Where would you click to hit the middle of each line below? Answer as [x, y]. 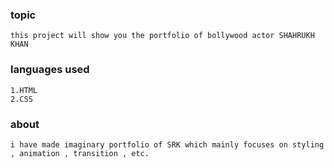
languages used [50, 70]
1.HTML [24, 90]
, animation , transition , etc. [80, 153]
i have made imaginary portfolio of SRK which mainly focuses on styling [167, 144]
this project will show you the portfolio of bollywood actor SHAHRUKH [162, 36]
